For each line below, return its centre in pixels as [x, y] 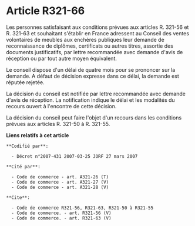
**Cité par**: [23, 167]
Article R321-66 [46, 11]
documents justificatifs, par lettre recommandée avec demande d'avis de [95, 52]
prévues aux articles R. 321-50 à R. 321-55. [58, 124]
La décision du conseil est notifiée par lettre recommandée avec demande [96, 94]
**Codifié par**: [27, 146]
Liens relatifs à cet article [38, 135]
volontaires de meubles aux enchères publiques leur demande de [85, 39]
